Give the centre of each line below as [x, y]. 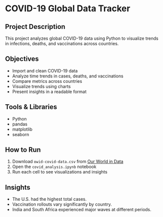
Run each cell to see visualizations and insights [60, 172]
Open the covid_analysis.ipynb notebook [54, 167]
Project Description [35, 27]
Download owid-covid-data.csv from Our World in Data [68, 162]
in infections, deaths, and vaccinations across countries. [62, 44]
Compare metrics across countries [47, 81]
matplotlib [22, 129]
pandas [20, 124]
